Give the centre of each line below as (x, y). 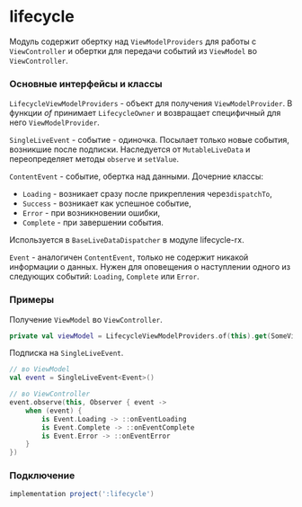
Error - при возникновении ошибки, (91, 213)
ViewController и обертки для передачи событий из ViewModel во (133, 50)
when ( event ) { (54, 411)
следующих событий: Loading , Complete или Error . (104, 277)
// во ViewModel (40, 369)
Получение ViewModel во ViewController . (86, 319)
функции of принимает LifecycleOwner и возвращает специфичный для (145, 113)
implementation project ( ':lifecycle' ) (82, 494)
